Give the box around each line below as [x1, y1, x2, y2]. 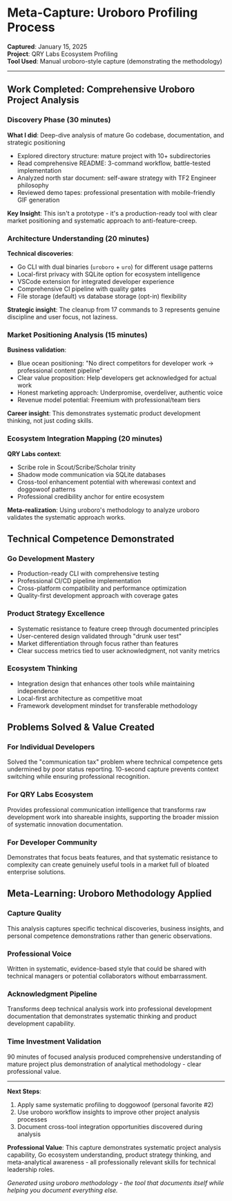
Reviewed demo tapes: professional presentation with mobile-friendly [17, 188, 215, 196]
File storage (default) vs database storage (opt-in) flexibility [17, 292, 187, 300]
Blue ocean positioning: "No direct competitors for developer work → [17, 359, 214, 368]
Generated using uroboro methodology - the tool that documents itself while [7, 1178, 224, 1186]
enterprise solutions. [7, 868, 66, 876]
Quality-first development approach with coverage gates [17, 592, 178, 600]
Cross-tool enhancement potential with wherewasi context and [17, 477, 197, 486]
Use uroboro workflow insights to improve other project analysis [17, 1108, 200, 1116]
